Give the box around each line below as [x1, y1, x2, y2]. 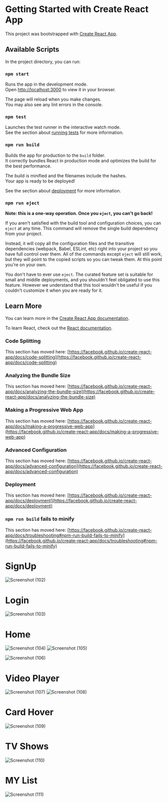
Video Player [5, 673, 60, 684]
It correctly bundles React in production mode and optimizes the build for [5, 157, 156, 163]
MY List [5, 775, 38, 786]
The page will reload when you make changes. [5, 96, 102, 102]
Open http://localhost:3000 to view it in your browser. [5, 87, 116, 93]
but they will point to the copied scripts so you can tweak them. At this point [5, 256, 162, 262]
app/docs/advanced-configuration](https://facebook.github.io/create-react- [5, 463, 163, 469]
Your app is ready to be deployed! [5, 178, 75, 184]
